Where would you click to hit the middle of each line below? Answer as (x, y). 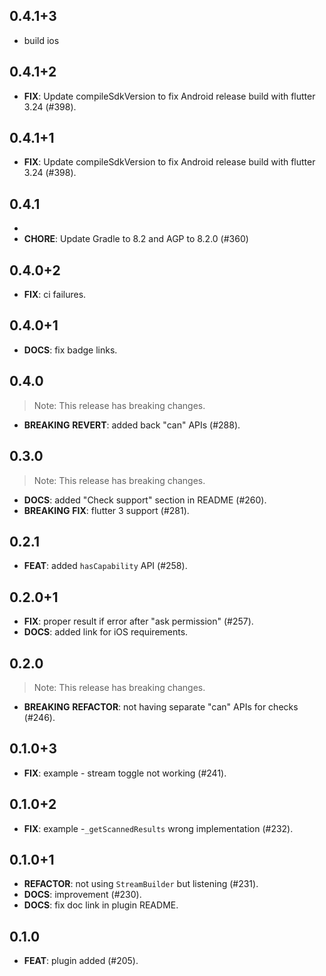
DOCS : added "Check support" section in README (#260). (145, 500)
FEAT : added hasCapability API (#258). (105, 566)
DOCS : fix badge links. (70, 350)
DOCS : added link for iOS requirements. (106, 632)
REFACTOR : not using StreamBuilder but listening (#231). (141, 884)
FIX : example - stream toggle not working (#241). (125, 773)
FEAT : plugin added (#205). (81, 961)
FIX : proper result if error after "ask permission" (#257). (138, 621)
